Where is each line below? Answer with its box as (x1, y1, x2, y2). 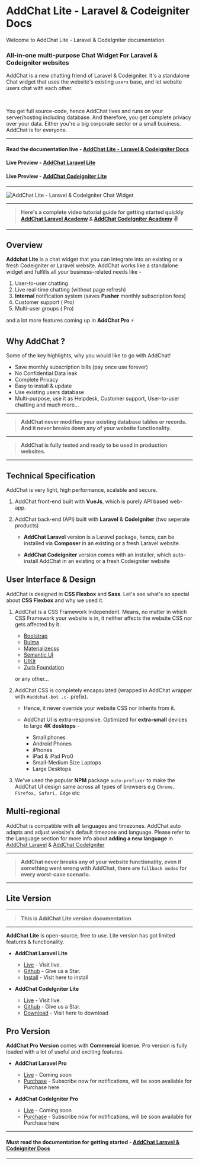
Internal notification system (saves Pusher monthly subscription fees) (14, 292, 187, 300)
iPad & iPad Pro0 (32, 753, 73, 760)
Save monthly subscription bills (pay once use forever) (14, 363, 148, 371)
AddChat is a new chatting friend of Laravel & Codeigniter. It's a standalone (6, 72, 190, 79)
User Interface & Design (6, 575, 96, 585)
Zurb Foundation (23, 664, 65, 671)
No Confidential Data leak (14, 370, 78, 377)
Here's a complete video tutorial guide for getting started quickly (20, 209, 184, 216)
